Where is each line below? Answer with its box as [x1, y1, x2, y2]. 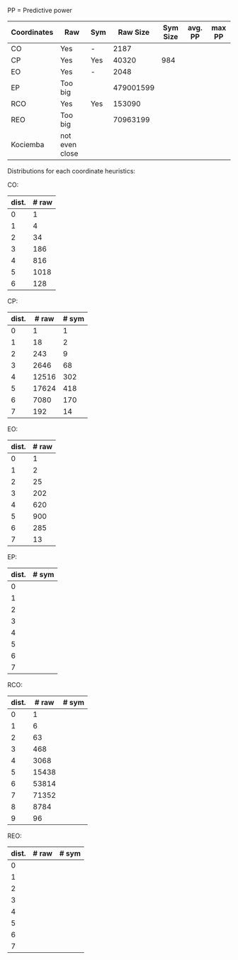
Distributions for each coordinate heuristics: [7, 167, 136, 175]
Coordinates [11, 28, 54, 37]
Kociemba [11, 140, 45, 149]
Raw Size [118, 28, 150, 37]
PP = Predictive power [7, 6, 73, 14]
